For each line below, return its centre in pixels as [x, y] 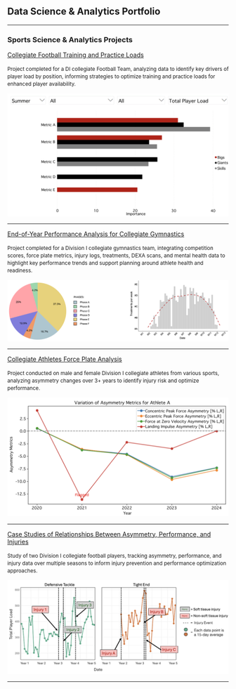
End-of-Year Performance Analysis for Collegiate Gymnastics [96, 234]
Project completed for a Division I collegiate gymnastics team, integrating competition [110, 248]
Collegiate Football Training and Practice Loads [76, 55]
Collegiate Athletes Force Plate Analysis [65, 359]
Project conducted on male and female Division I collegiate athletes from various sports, [113, 373]
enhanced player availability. [41, 84]
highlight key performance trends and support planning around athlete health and [105, 263]
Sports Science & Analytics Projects [70, 39]
